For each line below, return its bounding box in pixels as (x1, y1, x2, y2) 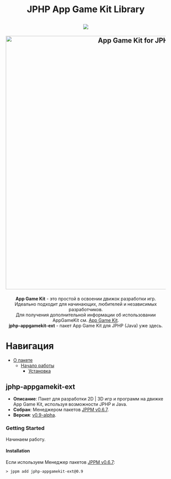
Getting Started (6, 425, 45, 432)
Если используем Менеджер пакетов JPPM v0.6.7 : (6, 459, 116, 465)
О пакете (13, 357, 33, 363)
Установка (28, 367, 51, 374)
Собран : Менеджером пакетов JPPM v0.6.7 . (13, 407, 109, 413)
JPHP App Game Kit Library (26, 4, 145, 15)
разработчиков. (69, 306, 103, 312)
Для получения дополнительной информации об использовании (15, 312, 156, 318)
